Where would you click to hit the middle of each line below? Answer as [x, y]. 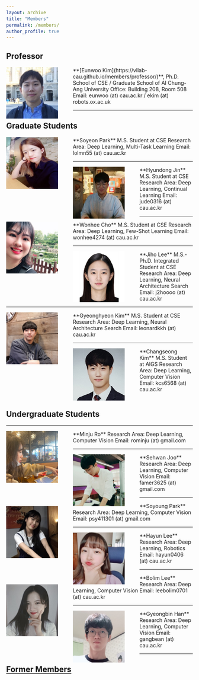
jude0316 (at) [155, 201]
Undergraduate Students [53, 414]
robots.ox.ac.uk [92, 102]
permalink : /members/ [33, 25]
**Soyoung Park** [163, 506]
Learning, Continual [163, 189]
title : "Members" [28, 19]
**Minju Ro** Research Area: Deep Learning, [128, 434]
